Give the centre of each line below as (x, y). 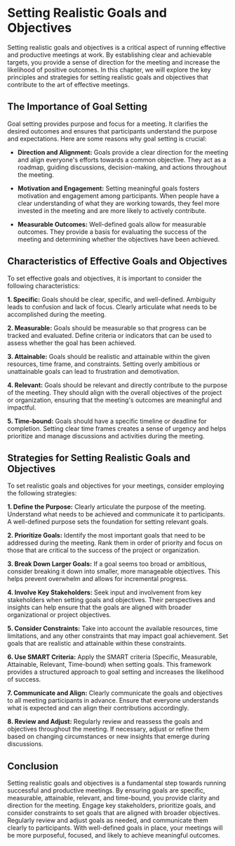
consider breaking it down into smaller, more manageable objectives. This (114, 571)
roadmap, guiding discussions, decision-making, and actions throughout (122, 167)
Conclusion (33, 766)
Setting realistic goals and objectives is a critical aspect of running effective (117, 47)
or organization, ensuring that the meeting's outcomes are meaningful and (115, 400)
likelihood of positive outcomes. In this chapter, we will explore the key (109, 70)
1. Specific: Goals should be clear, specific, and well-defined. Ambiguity (112, 299)
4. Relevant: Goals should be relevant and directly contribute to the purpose (117, 385)
